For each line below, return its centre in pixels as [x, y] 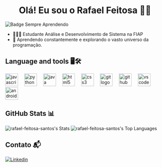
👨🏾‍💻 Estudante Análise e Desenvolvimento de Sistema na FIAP [78, 34]
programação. [27, 45]
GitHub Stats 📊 [30, 114]
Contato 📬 [23, 144]
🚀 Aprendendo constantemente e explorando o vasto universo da [80, 39]
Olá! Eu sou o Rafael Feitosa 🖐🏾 [85, 10]
